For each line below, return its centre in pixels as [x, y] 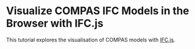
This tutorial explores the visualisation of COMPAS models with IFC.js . [91, 40]
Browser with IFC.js [55, 23]
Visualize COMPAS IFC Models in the [98, 11]
